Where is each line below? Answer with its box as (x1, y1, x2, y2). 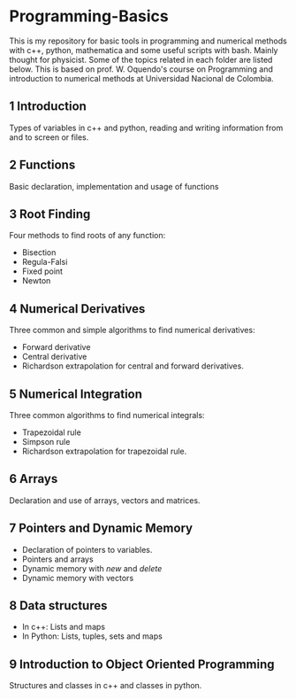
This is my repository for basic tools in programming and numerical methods (9, 35, 287, 46)
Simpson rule (21, 437, 71, 447)
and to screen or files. (9, 131, 89, 143)
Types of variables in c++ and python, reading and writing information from (9, 122, 284, 133)
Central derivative (21, 352, 87, 362)
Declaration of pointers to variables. (21, 544, 153, 555)
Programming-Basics (9, 6, 170, 27)
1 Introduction (9, 99, 87, 114)
